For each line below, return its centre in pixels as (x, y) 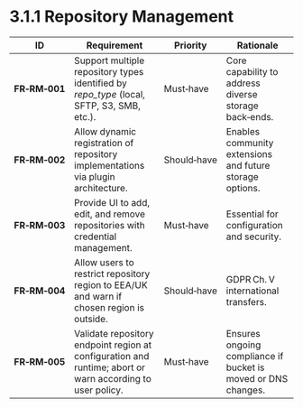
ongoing (243, 345)
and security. (254, 236)
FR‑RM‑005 (40, 361)
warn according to (112, 378)
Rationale (257, 45)
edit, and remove (110, 214)
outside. (91, 319)
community (250, 143)
